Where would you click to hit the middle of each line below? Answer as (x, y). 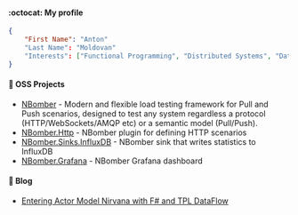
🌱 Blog (20, 181)
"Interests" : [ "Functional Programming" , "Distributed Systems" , (148, 56)
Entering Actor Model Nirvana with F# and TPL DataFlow (125, 201)
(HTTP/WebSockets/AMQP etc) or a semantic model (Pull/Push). (140, 123)
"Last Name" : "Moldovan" (70, 48)
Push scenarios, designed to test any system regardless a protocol (143, 113)
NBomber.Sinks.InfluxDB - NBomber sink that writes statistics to (138, 141)
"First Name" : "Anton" (66, 40)
